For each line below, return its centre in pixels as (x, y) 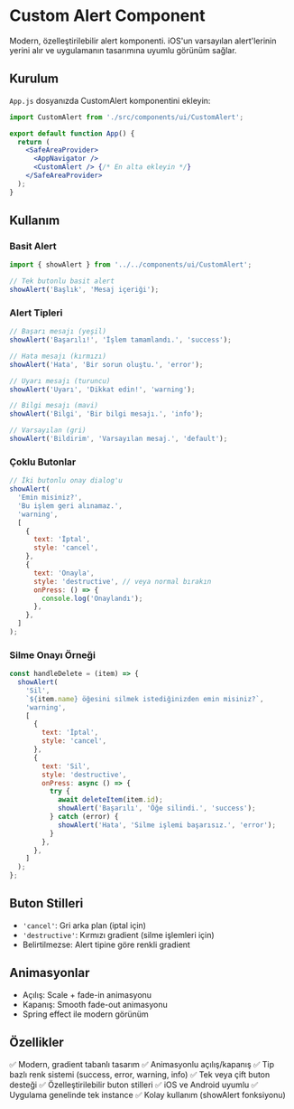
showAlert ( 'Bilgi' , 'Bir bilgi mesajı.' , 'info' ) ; (106, 414)
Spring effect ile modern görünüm (85, 1014)
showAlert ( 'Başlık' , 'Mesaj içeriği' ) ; (84, 290)
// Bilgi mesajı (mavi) (54, 406)
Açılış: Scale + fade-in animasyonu (87, 994)
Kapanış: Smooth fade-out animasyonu (95, 1004)
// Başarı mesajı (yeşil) (58, 332)
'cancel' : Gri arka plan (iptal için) (84, 925)
